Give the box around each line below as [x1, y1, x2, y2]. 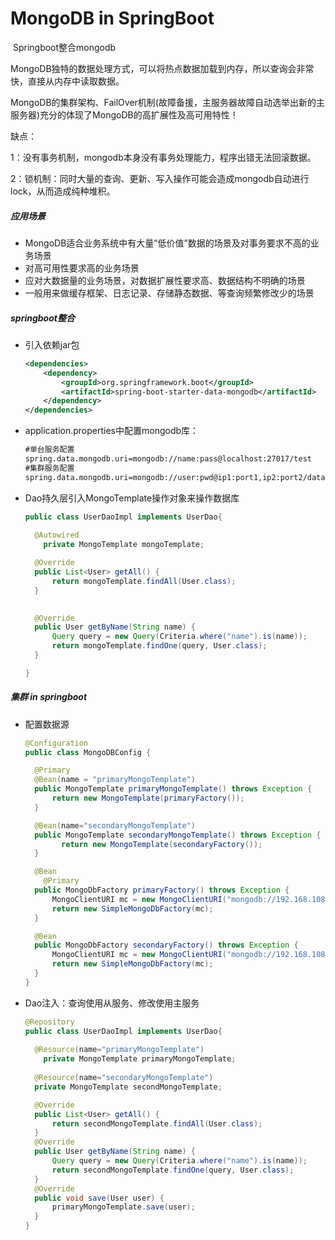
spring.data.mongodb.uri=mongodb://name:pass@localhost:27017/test [24, 454, 312, 464]
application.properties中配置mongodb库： [24, 425, 200, 437]
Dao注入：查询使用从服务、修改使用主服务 [24, 997, 200, 1009]
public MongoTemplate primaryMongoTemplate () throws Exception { [34, 784, 313, 794]
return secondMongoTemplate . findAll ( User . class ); [51, 1118, 263, 1129]
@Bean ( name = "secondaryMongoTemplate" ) [34, 820, 196, 831]
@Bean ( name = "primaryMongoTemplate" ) [34, 775, 196, 785]
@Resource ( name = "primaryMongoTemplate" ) [34, 1045, 205, 1055]
